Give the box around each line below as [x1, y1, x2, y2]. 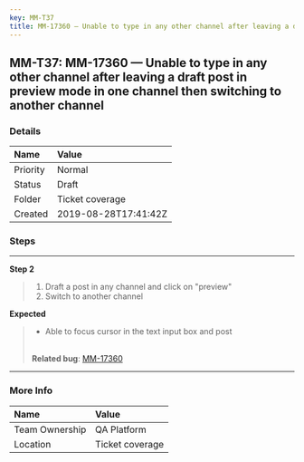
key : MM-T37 [9, 13, 54, 23]
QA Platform [94, 423, 147, 436]
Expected [9, 309, 47, 320]
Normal [57, 164, 89, 177]
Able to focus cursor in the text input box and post [44, 326, 233, 337]
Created [14, 207, 49, 220]
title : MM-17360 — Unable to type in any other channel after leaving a [9, 22, 290, 31]
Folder [14, 193, 42, 206]
